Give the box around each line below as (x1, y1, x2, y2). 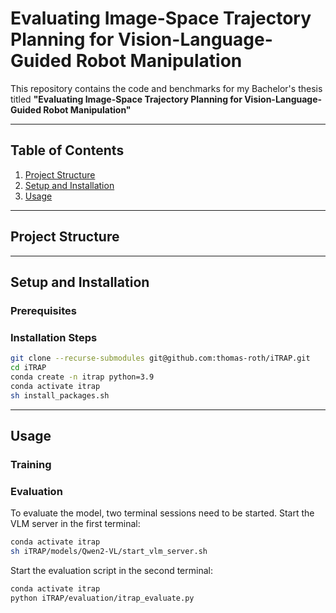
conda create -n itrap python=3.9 (10, 372, 155, 382)
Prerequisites (10, 303, 77, 317)
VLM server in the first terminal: (10, 518, 141, 530)
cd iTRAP (10, 363, 47, 373)
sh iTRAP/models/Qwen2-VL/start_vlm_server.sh (10, 547, 208, 557)
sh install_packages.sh (10, 390, 110, 401)
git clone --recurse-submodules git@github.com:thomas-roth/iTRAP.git (10, 353, 311, 364)
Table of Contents (10, 142, 125, 159)
